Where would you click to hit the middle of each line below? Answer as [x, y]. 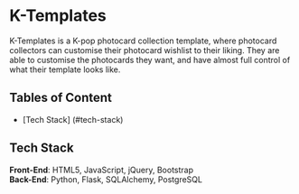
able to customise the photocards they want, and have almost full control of [150, 60]
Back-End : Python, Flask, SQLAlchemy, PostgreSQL [106, 179]
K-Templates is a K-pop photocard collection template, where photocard [143, 41]
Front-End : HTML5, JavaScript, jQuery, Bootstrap [102, 170]
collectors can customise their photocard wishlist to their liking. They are [145, 50]
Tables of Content [61, 98]
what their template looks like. [65, 69]
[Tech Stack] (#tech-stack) [73, 119]
